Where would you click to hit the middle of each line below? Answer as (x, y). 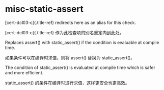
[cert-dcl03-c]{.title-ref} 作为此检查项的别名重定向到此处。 (65, 32)
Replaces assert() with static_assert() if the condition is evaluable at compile (82, 42)
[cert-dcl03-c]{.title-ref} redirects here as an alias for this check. (70, 22)
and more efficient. (24, 72)
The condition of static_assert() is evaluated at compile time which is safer (80, 67)
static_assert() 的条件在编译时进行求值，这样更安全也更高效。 (68, 83)
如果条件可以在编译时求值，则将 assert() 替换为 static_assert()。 (70, 58)
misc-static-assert (44, 9)
